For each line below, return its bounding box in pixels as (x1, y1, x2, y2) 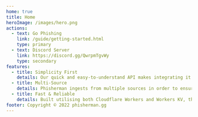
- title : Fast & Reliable (11, 91, 75, 97)
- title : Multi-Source (11, 80, 67, 86)
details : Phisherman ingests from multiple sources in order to (16, 86, 178, 92)
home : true (6, 8, 33, 15)
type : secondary (16, 58, 57, 64)
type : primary (16, 42, 51, 48)
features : (6, 63, 31, 70)
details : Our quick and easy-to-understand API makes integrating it (16, 74, 192, 80)
